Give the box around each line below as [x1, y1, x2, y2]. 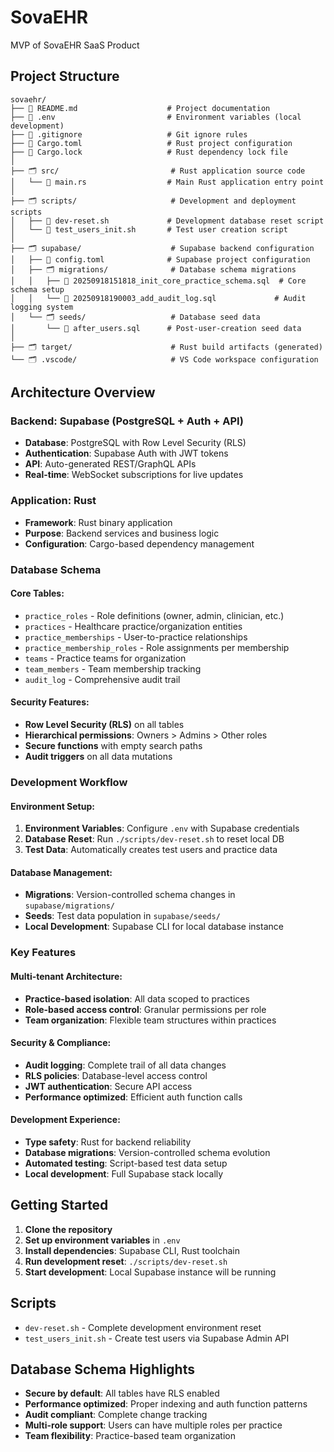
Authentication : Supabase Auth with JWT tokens [24, 447, 229, 460]
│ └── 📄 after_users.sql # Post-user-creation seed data [10, 323, 302, 333]
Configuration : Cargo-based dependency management [24, 537, 255, 550]
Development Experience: [10, 1114, 121, 1126]
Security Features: [10, 696, 90, 708]
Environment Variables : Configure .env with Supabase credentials [24, 822, 300, 835]
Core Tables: [10, 587, 65, 600]
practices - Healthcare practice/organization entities [24, 620, 243, 632]
